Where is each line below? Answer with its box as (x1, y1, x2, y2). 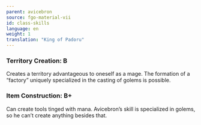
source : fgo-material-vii (6, 14, 71, 20)
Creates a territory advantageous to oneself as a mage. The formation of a (6, 70, 190, 78)
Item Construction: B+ (6, 91, 73, 100)
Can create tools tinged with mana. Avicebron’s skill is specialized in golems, (6, 105, 196, 112)
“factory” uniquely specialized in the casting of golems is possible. (6, 76, 171, 84)
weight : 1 (6, 31, 31, 37)
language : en (6, 25, 39, 32)
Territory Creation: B (6, 56, 68, 65)
